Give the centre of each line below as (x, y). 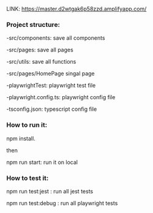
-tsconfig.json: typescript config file (52, 109)
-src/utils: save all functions (41, 62)
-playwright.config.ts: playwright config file (61, 97)
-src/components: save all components (56, 38)
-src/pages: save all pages (40, 50)
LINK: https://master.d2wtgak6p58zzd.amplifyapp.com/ (76, 9)
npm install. (21, 138)
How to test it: (28, 178)
